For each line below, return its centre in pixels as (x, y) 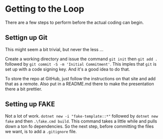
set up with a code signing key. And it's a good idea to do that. (68, 69)
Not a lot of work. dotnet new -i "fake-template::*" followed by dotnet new (81, 116)
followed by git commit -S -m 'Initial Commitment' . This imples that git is (81, 64)
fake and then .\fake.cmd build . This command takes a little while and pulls (81, 121)
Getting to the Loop (45, 9)
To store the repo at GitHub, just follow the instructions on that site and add (80, 78)
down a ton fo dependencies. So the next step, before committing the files (80, 126)
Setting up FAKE (30, 104)
